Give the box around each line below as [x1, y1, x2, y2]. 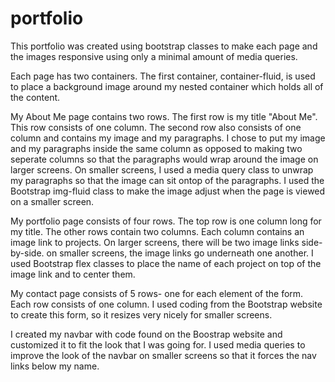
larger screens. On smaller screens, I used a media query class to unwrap [10, 163, 314, 176]
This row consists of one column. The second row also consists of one [10, 121, 302, 133]
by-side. [10, 247, 45, 259]
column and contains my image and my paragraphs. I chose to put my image [10, 132, 326, 144]
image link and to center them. [10, 268, 136, 280]
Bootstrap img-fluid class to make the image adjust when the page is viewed [10, 185, 326, 197]
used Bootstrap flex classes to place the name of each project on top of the [10, 257, 322, 269]
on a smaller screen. [10, 195, 95, 207]
